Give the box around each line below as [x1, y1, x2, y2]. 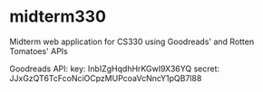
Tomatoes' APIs [9, 45, 68, 56]
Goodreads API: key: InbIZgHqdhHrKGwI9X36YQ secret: [9, 63, 220, 74]
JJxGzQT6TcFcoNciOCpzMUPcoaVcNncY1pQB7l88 [9, 72, 202, 83]
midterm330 [9, 6, 107, 27]
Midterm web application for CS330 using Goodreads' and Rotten [9, 36, 255, 47]
